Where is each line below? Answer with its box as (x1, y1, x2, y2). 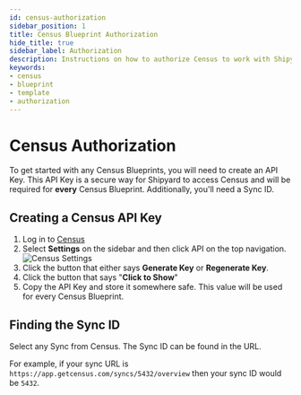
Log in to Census (21, 234, 85, 245)
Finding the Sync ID (9, 317, 121, 332)
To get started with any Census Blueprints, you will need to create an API (9, 165, 279, 176)
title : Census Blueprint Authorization (9, 30, 159, 39)
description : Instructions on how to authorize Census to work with (9, 55, 271, 64)
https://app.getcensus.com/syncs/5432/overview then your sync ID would (9, 367, 282, 378)
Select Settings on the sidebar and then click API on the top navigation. (21, 243, 287, 254)
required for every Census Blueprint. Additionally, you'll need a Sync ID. (9, 184, 275, 195)
